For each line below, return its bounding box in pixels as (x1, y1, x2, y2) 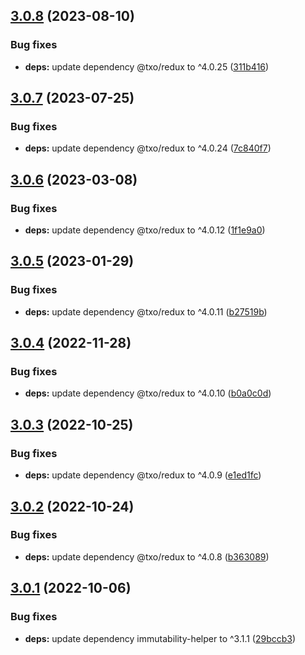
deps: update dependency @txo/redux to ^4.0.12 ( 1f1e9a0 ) (24, 224, 266, 236)
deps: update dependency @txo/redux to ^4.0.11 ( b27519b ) (24, 305, 268, 318)
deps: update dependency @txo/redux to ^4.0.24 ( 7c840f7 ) (24, 142, 272, 154)
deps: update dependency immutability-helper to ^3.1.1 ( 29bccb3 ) (24, 632, 297, 644)
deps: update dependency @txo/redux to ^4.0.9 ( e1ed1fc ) (24, 469, 262, 481)
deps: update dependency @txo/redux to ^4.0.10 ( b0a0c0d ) (24, 387, 272, 399)
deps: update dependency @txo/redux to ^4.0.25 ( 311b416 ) (24, 60, 270, 73)
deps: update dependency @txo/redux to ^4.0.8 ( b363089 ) (24, 550, 270, 563)
